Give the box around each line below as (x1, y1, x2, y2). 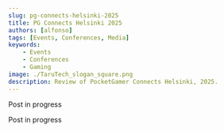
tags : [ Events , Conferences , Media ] (8, 33, 129, 42)
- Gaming (22, 63, 52, 71)
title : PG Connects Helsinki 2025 (8, 19, 123, 27)
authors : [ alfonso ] (8, 26, 73, 34)
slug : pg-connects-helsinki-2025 (8, 11, 119, 20)
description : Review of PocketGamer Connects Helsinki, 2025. (8, 77, 218, 85)
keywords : (8, 41, 41, 49)
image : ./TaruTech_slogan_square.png (8, 70, 133, 78)
